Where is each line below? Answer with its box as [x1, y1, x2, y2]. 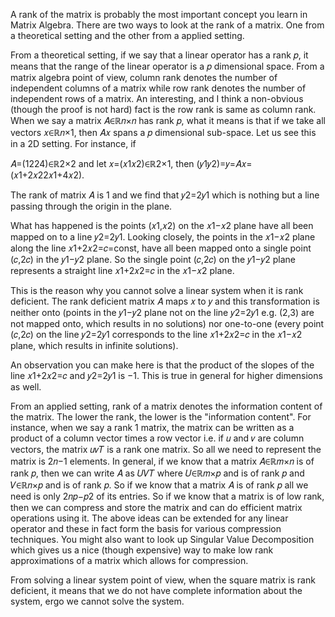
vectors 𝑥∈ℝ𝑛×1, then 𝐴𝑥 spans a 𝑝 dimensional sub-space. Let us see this [10, 127, 317, 138]
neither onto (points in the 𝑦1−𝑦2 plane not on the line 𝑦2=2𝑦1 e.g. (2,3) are [10, 307, 315, 318]
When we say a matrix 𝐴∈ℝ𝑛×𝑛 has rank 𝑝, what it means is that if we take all [10, 115, 326, 126]
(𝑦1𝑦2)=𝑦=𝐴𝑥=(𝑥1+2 [196, 158, 253, 169]
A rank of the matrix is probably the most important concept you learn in [10, 9, 308, 20]
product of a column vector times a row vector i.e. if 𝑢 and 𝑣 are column [10, 432, 305, 444]
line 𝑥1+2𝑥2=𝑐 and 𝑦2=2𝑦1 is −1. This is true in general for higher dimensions [10, 370, 323, 381]
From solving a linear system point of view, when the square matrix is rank [10, 574, 316, 586]
